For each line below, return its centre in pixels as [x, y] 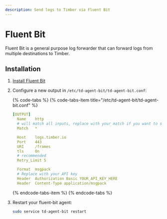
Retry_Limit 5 [32, 160]
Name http [31, 119]
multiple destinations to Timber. [37, 53]
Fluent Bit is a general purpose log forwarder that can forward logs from [79, 48]
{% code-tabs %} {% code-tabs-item [51, 100]
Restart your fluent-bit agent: [42, 202]
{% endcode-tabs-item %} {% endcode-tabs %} [62, 193]
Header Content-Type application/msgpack [62, 183]
